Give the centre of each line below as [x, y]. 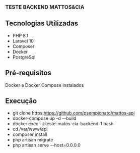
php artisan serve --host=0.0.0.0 [46, 145]
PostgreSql [24, 57]
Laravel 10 [23, 41]
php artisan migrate [33, 140]
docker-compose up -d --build [44, 118]
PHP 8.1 [20, 35]
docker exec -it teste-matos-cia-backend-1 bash [63, 124]
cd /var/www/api [30, 129]
